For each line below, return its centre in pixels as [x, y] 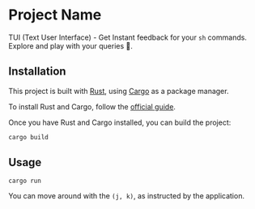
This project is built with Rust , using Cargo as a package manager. [119, 91]
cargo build [28, 137]
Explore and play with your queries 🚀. [71, 45]
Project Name [55, 15]
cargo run [25, 181]
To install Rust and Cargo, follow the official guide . [92, 106]
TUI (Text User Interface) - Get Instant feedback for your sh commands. [127, 37]
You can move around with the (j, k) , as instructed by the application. [127, 196]
